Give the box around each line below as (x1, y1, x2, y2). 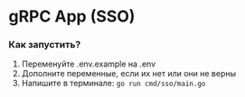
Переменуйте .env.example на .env (21, 58, 155, 69)
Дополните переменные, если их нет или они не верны (21, 68, 237, 79)
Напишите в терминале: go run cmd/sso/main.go (21, 78, 206, 89)
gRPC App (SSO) (8, 6, 136, 27)
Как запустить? (8, 39, 81, 51)
